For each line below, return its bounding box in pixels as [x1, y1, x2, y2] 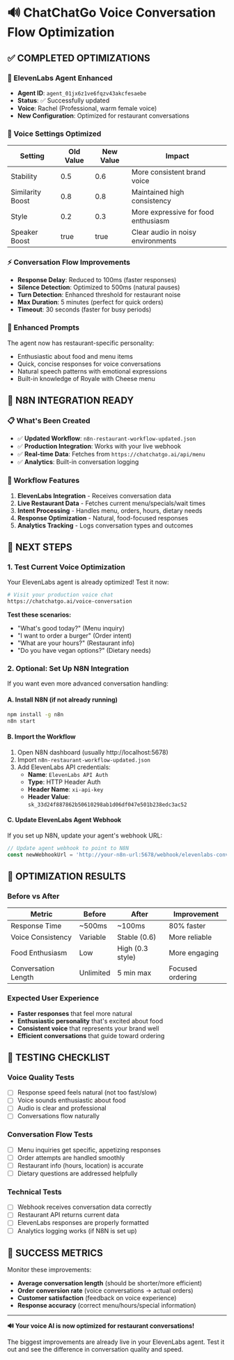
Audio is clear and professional [17, 1104, 107, 1113]
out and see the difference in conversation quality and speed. [7, 1345, 184, 1354]
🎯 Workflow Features [7, 476, 80, 486]
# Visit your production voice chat [7, 592, 114, 598]
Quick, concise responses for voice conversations [17, 360, 162, 368]
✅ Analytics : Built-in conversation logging [17, 458, 139, 466]
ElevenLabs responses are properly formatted [17, 1219, 149, 1227]
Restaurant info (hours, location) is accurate [17, 1161, 144, 1170]
